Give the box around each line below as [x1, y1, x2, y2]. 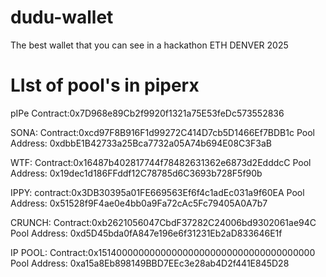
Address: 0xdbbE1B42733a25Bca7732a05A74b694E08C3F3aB [10, 137, 272, 149]
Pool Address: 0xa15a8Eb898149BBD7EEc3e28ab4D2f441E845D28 [10, 257, 290, 269]
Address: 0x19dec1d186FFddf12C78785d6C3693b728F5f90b [10, 167, 263, 179]
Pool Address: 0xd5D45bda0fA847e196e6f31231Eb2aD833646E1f [10, 227, 283, 239]
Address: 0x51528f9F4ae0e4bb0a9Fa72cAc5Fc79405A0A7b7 [10, 197, 268, 209]
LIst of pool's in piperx [10, 74, 200, 97]
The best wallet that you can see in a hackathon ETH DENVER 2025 [10, 39, 289, 51]
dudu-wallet [10, 6, 114, 29]
